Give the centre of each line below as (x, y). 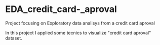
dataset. (14, 38)
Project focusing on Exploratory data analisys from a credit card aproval (80, 23)
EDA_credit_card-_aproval (61, 9)
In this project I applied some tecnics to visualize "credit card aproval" (78, 32)
